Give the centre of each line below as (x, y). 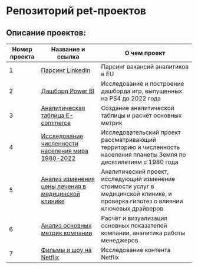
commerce (56, 123)
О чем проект (145, 53)
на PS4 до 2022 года (131, 98)
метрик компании (67, 233)
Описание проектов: (46, 33)
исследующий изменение (138, 179)
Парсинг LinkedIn (66, 70)
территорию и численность (141, 147)
